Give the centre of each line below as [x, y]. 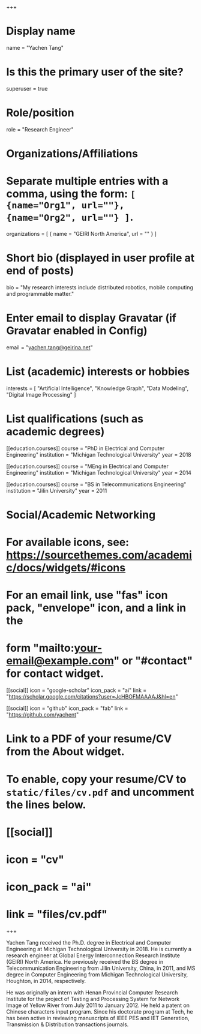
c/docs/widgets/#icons [66, 568]
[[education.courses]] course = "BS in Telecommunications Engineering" [96, 484]
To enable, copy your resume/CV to [96, 779]
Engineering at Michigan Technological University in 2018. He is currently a [99, 949]
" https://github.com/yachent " [43, 715]
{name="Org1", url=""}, [65, 206]
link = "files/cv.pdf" [57, 914]
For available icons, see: [68, 542]
